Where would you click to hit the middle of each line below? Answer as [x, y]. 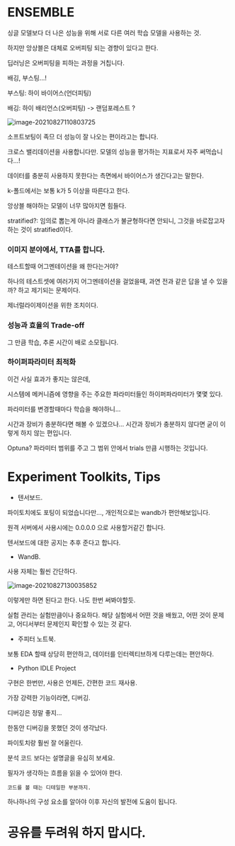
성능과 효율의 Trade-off [46, 325]
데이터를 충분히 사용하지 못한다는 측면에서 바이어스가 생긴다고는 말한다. [105, 175]
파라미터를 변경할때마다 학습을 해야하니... [64, 409]
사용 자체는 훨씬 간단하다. [42, 571]
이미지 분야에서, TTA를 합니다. [56, 250]
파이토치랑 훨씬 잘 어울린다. [45, 743]
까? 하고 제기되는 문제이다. [44, 290]
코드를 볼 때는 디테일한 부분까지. [49, 787]
